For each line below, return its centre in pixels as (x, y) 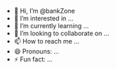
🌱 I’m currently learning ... (51, 26)
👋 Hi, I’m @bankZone (44, 11)
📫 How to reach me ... (46, 41)
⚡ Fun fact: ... (33, 59)
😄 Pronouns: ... (37, 51)
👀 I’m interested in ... (44, 18)
